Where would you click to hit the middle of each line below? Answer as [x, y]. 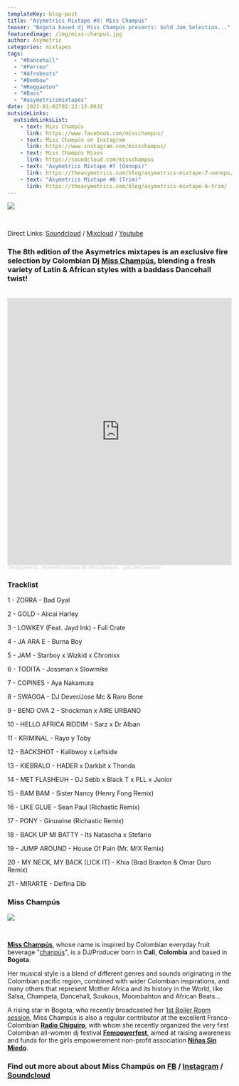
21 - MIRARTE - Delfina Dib [47, 883]
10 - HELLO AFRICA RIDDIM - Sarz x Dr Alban [74, 724]
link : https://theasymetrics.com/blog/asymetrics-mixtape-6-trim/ [127, 186]
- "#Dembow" [32, 80]
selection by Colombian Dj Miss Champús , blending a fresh [111, 261]
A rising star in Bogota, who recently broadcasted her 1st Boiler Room [109, 1010]
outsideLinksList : [41, 120]
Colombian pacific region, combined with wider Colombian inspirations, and [118, 981]
